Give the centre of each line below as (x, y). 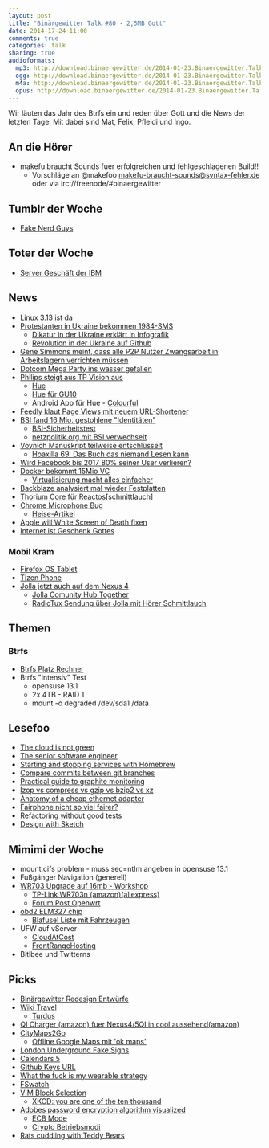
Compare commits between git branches (87, 773)
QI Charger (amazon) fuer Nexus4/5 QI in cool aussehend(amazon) (130, 1024)
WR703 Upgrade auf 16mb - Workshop (84, 886)
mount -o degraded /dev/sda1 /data (90, 703)
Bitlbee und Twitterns (55, 954)
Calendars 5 (40, 1059)
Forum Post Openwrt (66, 903)
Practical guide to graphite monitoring (82, 782)
